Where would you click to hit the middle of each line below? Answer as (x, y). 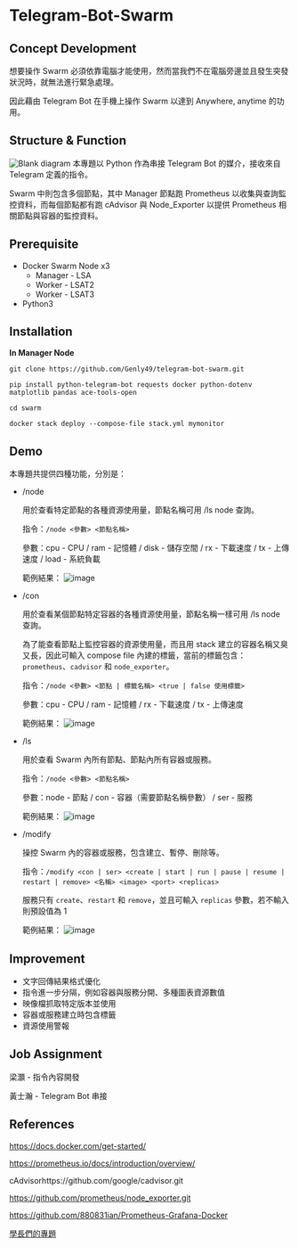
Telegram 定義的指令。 (51, 174)
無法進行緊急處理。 (83, 82)
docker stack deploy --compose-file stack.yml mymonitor (117, 424)
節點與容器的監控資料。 (60, 216)
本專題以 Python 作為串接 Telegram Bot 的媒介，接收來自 (177, 163)
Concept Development (73, 49)
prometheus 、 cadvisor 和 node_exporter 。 (98, 667)
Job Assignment (56, 1054)
